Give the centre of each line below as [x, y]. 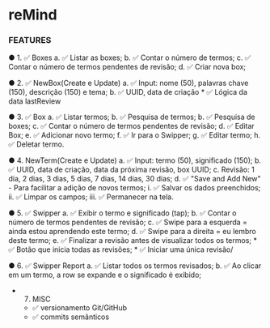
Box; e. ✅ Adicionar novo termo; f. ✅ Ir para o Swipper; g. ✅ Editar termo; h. [135, 135]
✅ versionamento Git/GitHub [80, 308]
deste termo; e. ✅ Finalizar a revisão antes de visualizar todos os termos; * [133, 241]
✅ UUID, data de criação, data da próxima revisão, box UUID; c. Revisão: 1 [131, 170]
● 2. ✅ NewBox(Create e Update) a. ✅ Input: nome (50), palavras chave [129, 83]
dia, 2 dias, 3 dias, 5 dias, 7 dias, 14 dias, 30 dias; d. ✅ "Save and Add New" [135, 179]
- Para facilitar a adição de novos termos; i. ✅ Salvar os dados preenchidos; [135, 188]
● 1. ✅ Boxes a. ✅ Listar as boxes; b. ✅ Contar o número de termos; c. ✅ [130, 58]
